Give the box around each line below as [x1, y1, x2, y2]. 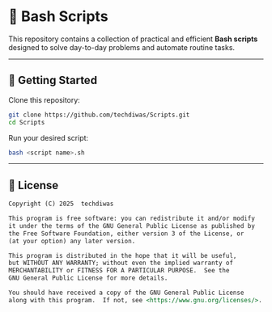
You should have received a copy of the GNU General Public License [8, 289, 244, 297]
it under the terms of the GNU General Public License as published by [8, 221, 255, 230]
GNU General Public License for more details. [8, 274, 168, 282]
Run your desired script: [8, 133, 89, 142]
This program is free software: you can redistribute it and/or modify [8, 214, 255, 223]
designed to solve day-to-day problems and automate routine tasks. [8, 42, 236, 52]
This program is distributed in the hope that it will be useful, [8, 251, 237, 259]
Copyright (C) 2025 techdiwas [8, 200, 114, 209]
